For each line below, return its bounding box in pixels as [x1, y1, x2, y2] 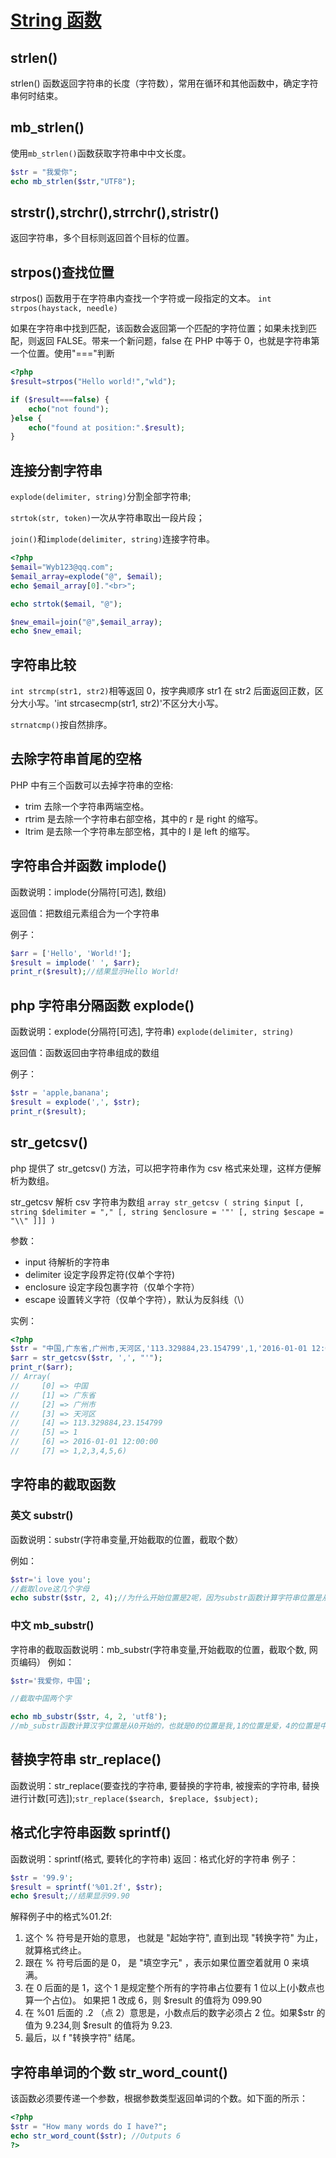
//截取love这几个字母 [10, 1584, 90, 1594]
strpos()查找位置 [10, 264, 115, 281]
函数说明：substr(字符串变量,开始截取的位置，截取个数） [10, 1533, 244, 1545]
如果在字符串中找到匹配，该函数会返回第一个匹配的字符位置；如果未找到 [10, 322, 308, 335]
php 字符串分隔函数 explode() [10, 997, 195, 1014]
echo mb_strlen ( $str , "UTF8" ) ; [10, 176, 137, 186]
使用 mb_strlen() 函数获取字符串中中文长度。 [10, 147, 192, 159]
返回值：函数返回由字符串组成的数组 [10, 1047, 160, 1059]
